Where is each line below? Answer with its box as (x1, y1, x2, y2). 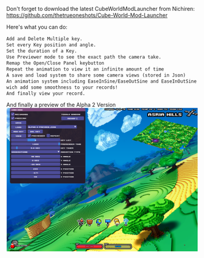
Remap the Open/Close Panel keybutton (6, 60, 104, 66)
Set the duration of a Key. (6, 48, 78, 54)
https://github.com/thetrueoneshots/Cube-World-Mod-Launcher (6, 12, 168, 19)
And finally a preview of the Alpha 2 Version (6, 101, 117, 108)
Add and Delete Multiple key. (6, 36, 83, 42)
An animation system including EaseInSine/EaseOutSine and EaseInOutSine (6, 78, 197, 84)
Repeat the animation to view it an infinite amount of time (6, 66, 165, 72)
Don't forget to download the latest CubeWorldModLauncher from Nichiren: (6, 5, 195, 12)
